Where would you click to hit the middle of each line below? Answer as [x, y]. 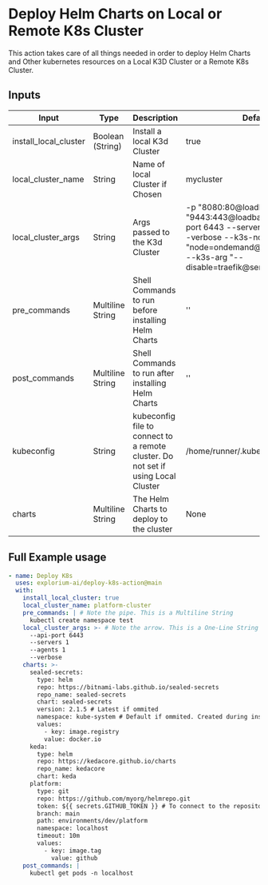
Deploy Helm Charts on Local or [115, 14]
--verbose [45, 658]
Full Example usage [57, 558]
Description [156, 118]
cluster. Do [153, 456]
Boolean [108, 136]
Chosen [147, 194]
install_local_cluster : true [71, 598]
